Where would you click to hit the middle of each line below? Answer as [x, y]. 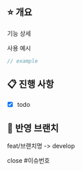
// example [23, 61]
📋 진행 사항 [31, 84]
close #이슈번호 [28, 161]
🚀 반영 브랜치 [33, 128]
